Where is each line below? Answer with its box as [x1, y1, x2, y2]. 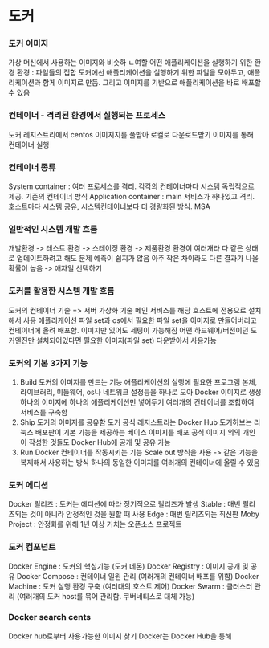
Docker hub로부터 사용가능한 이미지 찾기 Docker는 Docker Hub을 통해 [8, 631, 232, 641]
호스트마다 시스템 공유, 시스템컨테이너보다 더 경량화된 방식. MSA [8, 202, 210, 211]
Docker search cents [8, 612, 91, 623]
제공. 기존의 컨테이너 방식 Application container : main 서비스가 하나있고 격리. [8, 192, 255, 202]
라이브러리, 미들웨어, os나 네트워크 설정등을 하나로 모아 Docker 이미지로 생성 [19, 387, 262, 397]
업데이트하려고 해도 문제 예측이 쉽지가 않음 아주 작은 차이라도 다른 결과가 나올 [16, 254, 259, 263]
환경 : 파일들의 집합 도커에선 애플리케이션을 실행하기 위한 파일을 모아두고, [16, 67, 247, 77]
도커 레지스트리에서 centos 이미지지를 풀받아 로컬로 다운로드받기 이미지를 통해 [8, 129, 255, 139]
